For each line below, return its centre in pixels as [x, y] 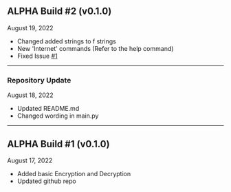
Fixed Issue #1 [37, 56]
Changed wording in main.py [58, 116]
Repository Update [39, 80]
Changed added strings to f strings [67, 41]
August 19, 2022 [30, 28]
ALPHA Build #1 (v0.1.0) [58, 144]
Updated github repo [47, 181]
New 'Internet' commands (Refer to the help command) [95, 48]
